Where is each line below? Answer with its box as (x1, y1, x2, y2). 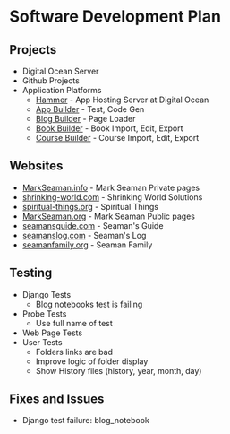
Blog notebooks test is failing (35, 299, 143, 309)
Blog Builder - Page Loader (35, 114, 136, 124)
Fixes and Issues (9, 392, 105, 407)
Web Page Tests (21, 327, 83, 338)
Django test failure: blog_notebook (21, 415, 150, 426)
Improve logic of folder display (35, 356, 149, 367)
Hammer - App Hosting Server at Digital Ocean (35, 94, 209, 105)
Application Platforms (21, 85, 102, 95)
